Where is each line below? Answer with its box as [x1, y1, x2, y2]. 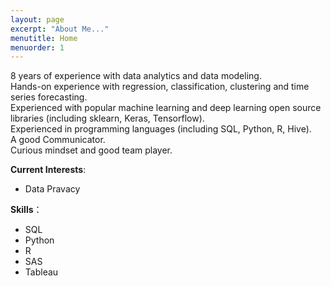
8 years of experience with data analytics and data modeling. [10, 70, 262, 82]
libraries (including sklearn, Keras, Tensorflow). [10, 112, 205, 125]
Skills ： [10, 204, 43, 216]
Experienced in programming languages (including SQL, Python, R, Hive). [10, 123, 312, 135]
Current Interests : [10, 164, 87, 176]
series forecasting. [10, 91, 88, 103]
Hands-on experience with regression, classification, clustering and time [10, 81, 310, 93]
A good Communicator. [10, 134, 106, 146]
